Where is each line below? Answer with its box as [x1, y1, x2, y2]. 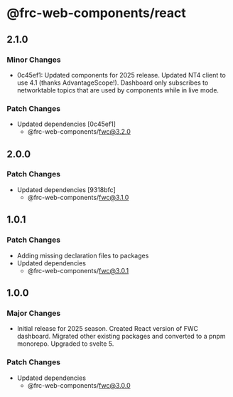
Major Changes [6, 308, 61, 318]
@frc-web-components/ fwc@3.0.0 [27, 381, 131, 389]
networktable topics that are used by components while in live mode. [16, 85, 220, 94]
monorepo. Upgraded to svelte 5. [16, 339, 114, 348]
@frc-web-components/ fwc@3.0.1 [27, 266, 129, 275]
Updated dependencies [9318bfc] [16, 185, 116, 194]
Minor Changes [6, 55, 61, 65]
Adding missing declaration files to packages [16, 251, 149, 260]
